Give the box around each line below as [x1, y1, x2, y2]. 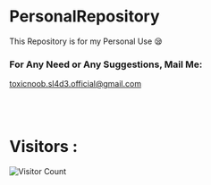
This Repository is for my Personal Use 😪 [9, 36, 163, 46]
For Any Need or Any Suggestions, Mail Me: [9, 58, 203, 71]
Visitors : [9, 137, 78, 157]
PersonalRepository [9, 6, 160, 27]
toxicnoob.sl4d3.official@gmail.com [9, 79, 141, 89]
